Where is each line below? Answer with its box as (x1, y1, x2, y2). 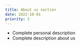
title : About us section (5, 7, 56, 12)
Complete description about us (12, 35, 76, 41)
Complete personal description (12, 30, 76, 36)
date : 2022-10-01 (5, 12, 41, 17)
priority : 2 (5, 16, 30, 21)
